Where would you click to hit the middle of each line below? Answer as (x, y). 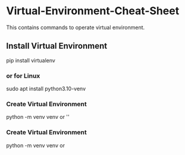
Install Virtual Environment (57, 46)
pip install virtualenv (31, 60)
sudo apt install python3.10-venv (46, 89)
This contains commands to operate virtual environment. (76, 27)
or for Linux (23, 75)
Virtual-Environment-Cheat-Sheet (93, 11)
